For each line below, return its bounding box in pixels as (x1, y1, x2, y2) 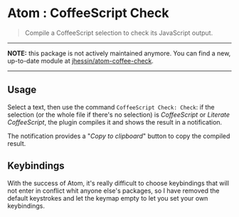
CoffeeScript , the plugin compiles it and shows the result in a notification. (7, 117, 223, 126)
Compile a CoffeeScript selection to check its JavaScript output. (24, 28, 213, 37)
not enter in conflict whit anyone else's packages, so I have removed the (7, 186, 220, 195)
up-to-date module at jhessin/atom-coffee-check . (7, 56, 154, 65)
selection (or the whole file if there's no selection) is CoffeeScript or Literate (7, 110, 230, 119)
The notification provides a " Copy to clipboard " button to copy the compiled (7, 132, 230, 140)
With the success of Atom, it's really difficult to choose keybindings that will (7, 179, 230, 187)
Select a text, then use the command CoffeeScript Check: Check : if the (7, 102, 215, 111)
